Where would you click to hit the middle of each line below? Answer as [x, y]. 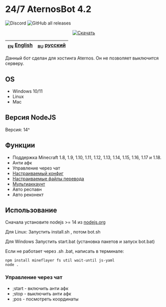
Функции [20, 145]
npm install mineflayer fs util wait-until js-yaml [60, 260]
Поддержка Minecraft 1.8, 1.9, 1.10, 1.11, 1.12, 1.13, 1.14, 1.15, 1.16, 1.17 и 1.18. [87, 157]
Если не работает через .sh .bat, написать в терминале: [65, 251]
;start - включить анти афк [40, 288]
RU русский [51, 45]
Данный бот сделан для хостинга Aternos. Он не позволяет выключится [82, 58]
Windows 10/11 [27, 91]
